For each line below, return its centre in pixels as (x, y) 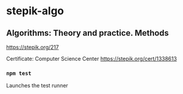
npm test (19, 73)
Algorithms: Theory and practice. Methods (88, 33)
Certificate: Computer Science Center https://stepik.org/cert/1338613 (92, 59)
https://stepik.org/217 (33, 47)
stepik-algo (35, 11)
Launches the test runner (37, 86)
